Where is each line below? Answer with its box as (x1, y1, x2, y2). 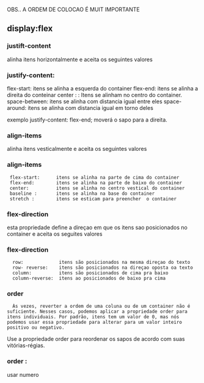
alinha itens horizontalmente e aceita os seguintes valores (7, 56, 153, 63)
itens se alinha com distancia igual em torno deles (27, 104, 153, 111)
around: (7, 104, 27, 111)
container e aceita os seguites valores (7, 230, 103, 238)
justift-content (7, 42, 51, 50)
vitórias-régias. (7, 342, 45, 349)
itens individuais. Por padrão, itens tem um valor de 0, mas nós (7, 314, 180, 320)
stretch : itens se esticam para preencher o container (9, 195, 177, 202)
